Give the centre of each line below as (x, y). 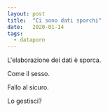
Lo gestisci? (25, 101)
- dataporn (29, 40)
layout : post (26, 14)
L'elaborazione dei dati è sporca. (54, 60)
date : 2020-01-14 (36, 27)
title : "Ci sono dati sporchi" (54, 20)
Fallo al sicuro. (28, 87)
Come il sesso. (29, 74)
